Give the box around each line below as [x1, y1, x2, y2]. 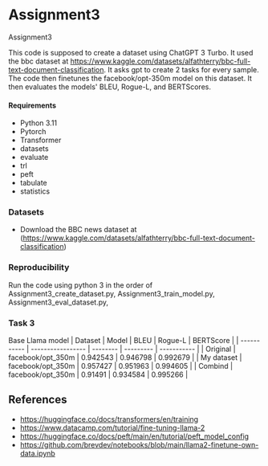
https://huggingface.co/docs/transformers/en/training [19, 414, 199, 423]
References [8, 393, 67, 407]
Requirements [8, 100, 57, 110]
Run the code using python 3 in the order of [8, 280, 153, 290]
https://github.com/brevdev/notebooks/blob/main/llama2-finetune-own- [19, 439, 259, 449]
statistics [19, 186, 51, 196]
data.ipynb [19, 448, 56, 458]
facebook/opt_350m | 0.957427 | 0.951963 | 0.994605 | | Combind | [8, 362, 233, 371]
